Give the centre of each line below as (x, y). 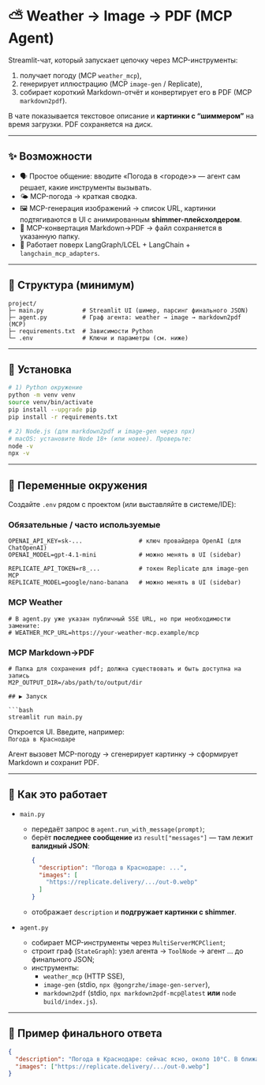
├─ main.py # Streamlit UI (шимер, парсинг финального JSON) (128, 310)
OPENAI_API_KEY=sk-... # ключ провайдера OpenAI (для (125, 541)
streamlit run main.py (45, 717)
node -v (21, 446)
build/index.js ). (70, 1001)
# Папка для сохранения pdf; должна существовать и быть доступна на (125, 669)
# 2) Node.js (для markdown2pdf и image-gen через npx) (102, 431)
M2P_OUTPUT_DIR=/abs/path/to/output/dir (76, 682)
